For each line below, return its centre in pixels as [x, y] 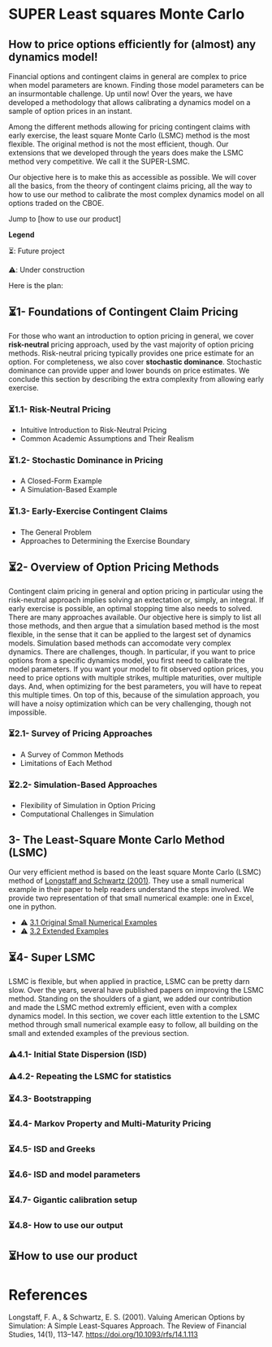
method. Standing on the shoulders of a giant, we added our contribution [130, 999]
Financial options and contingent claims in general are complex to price [128, 77]
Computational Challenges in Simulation [87, 814]
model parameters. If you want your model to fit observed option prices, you [136, 669]
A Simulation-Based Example [69, 490]
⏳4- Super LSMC [52, 958]
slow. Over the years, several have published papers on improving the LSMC [136, 990]
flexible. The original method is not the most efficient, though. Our [119, 144]
